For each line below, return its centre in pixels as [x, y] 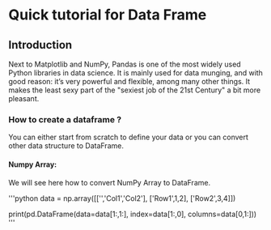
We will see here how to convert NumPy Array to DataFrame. [110, 182]
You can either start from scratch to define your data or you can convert [129, 137]
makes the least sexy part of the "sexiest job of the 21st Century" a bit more [135, 90]
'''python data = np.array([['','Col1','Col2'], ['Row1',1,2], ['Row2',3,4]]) [122, 198]
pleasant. [24, 98]
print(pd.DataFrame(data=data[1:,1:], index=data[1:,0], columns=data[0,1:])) [133, 214]
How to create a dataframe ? [65, 119]
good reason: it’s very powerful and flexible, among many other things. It [129, 81]
